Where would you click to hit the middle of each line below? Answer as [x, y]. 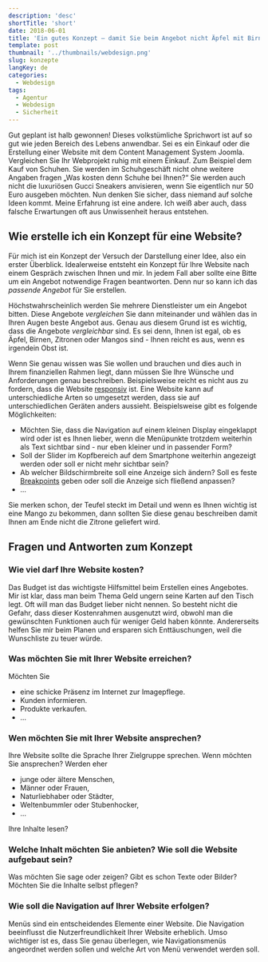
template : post [33, 46]
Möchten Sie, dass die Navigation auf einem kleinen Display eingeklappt [138, 429]
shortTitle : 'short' [43, 23]
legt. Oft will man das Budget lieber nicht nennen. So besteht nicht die [123, 604]
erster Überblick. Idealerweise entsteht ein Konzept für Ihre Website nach [129, 264]
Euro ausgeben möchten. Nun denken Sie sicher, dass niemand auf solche [130, 194]
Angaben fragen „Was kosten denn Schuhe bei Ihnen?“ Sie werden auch [127, 178]
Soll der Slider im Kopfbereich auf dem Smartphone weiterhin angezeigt [138, 455]
